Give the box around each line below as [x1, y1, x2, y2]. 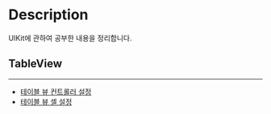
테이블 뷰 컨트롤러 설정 [19, 87, 92, 96]
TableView [8, 57, 63, 71]
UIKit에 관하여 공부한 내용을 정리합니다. [8, 33, 132, 43]
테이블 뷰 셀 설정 [19, 96, 73, 106]
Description [8, 6, 89, 24]
